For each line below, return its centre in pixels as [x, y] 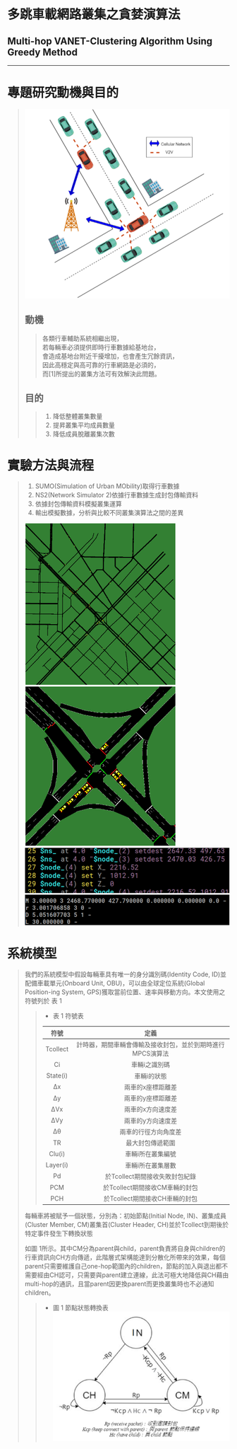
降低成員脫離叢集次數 [84, 434]
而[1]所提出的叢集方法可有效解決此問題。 [101, 374]
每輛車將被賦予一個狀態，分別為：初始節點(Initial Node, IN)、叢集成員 [126, 1216]
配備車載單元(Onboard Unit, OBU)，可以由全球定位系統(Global [115, 983]
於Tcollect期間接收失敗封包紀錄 [150, 1176]
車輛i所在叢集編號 [151, 1154]
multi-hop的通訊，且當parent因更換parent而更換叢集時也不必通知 [119, 1283]
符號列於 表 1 [43, 1001]
